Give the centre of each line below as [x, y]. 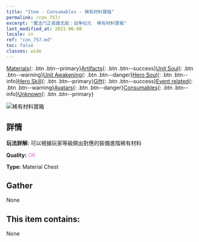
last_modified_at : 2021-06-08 [44, 29]
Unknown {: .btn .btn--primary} [56, 94]
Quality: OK [21, 155]
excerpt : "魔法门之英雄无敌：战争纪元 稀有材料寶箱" [67, 23]
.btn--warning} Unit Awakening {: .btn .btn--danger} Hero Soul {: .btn [89, 75]
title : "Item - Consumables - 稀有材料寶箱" [60, 12]
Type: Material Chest [33, 167]
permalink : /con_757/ [33, 18]
